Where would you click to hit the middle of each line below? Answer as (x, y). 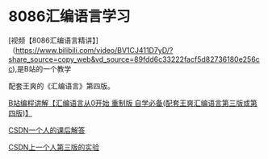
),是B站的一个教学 (42, 68)
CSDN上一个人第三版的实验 (54, 147)
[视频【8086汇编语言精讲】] (54, 40)
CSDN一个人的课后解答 (47, 130)
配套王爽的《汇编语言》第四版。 (61, 86)
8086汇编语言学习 (69, 16)
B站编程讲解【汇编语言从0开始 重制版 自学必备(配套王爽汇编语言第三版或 (129, 103)
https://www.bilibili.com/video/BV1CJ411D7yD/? (94, 50)
